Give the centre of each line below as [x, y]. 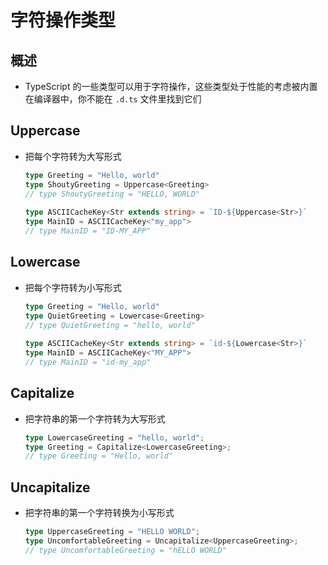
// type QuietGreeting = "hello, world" [110, 325]
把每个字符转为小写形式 [73, 287]
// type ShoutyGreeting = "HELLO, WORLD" [112, 194]
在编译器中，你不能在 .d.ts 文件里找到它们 [113, 99]
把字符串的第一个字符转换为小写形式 [99, 513]
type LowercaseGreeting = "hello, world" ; [114, 437]
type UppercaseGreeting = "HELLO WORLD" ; [112, 532]
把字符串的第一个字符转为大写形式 [95, 418]
